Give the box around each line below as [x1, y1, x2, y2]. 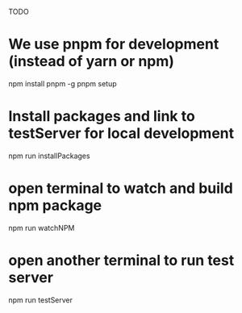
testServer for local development [8, 124, 235, 143]
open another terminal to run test [8, 252, 235, 269]
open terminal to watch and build [8, 179, 234, 198]
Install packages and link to [8, 107, 195, 126]
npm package [8, 197, 102, 215]
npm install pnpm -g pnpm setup [8, 78, 117, 88]
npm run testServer [8, 294, 73, 305]
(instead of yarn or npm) [8, 52, 175, 71]
